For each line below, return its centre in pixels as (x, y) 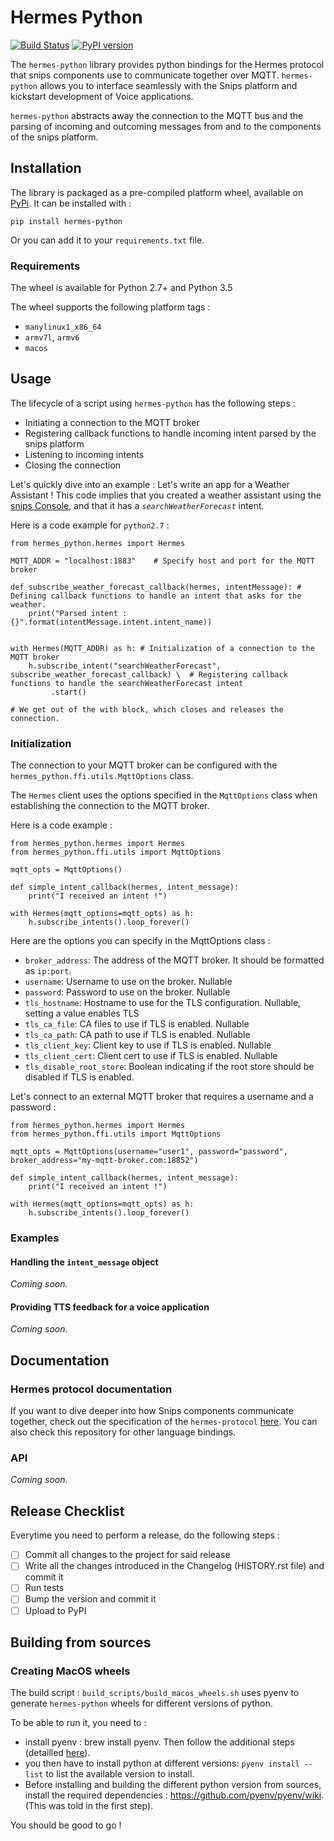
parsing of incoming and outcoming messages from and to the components (166, 126)
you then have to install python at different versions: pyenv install (162, 1763)
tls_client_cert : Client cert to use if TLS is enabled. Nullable (151, 1056)
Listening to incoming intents (84, 454)
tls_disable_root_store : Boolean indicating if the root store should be (169, 1067)
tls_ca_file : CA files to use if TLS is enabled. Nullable (137, 1024)
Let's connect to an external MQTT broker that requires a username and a (162, 1097)
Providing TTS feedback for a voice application (110, 1307)
